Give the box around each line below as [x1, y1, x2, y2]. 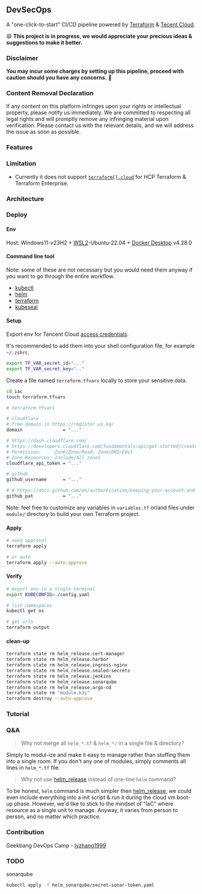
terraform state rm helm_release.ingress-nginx [6, 662, 128, 668]
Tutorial [6, 710, 29, 718]
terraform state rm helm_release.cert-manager [6, 651, 125, 657]
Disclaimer [6, 54, 38, 62]
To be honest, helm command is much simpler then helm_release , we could [6, 787, 192, 795]
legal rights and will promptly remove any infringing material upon [6, 116, 169, 123]
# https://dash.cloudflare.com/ [6, 438, 87, 444]
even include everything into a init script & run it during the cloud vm [6, 794, 176, 801]
